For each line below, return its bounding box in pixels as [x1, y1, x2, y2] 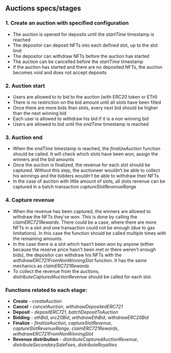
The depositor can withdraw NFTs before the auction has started [12, 53, 149, 59]
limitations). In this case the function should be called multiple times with [12, 230, 166, 236]
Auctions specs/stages [5, 4, 81, 13]
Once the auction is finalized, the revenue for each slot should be [12, 162, 151, 168]
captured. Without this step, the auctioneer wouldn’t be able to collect [12, 167, 160, 173]
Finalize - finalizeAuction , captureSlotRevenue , [12, 320, 113, 326]
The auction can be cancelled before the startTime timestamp [12, 58, 143, 65]
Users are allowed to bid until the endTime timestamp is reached [12, 121, 149, 127]
